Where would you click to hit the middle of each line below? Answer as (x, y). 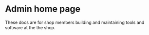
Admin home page (43, 9)
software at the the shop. (30, 27)
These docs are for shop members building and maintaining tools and (75, 22)
